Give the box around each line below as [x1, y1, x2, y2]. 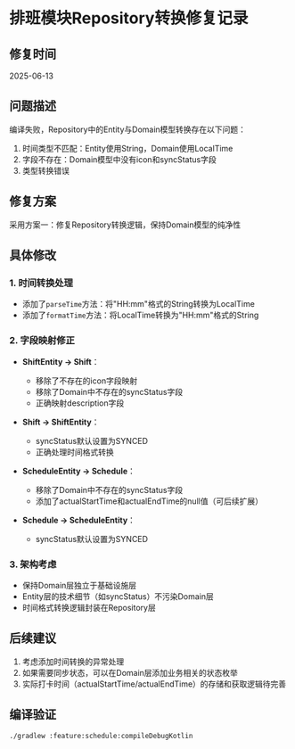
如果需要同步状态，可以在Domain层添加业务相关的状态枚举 [21, 667, 239, 678]
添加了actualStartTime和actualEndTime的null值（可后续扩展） [35, 496, 263, 506]
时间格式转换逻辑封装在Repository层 [21, 602, 156, 613]
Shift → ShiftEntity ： [21, 416, 100, 427]
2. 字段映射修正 [9, 334, 76, 347]
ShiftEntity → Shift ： [21, 356, 100, 366]
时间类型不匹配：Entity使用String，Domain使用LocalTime [21, 143, 234, 153]
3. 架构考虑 [9, 558, 57, 571]
